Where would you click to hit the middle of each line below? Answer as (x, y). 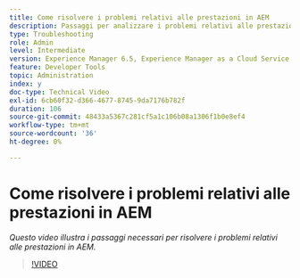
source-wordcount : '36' (54, 134)
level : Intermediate (48, 51)
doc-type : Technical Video (59, 92)
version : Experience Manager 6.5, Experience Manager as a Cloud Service (150, 59)
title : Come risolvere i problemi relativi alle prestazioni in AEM (139, 17)
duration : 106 (36, 109)
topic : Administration (51, 76)
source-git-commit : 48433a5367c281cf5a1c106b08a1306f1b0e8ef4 (127, 117)
